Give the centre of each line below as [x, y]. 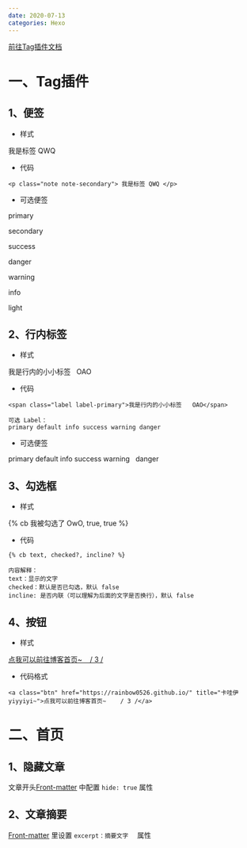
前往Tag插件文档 [35, 46]
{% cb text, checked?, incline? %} [67, 556]
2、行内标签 [38, 334]
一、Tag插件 [49, 81]
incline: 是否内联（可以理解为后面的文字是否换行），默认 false [101, 596]
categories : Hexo [37, 23]
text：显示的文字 [33, 579]
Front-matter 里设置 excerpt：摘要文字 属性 [80, 835]
